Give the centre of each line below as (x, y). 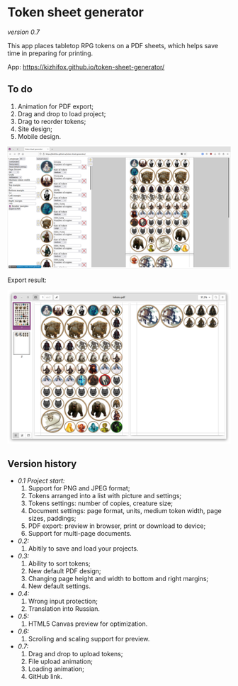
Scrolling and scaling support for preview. (89, 639)
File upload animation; (61, 662)
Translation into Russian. (64, 609)
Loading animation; (56, 669)
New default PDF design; (64, 571)
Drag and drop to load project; (62, 113)
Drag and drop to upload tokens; (75, 654)
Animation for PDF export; (56, 106)
